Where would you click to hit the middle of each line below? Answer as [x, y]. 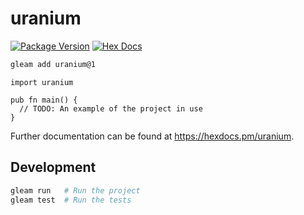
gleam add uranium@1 [53, 64]
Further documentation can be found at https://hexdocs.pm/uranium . [152, 136]
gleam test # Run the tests [71, 200]
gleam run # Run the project [75, 190]
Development [53, 167]
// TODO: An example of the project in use [111, 108]
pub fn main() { [44, 100]
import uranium [42, 82]
